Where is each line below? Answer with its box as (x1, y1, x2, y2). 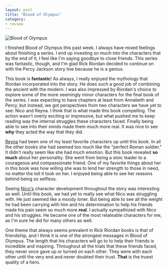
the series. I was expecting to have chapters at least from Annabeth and (5, 97, 154, 103)
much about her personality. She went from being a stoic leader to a (5, 155, 146, 161)
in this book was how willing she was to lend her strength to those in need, (5, 165, 159, 171)
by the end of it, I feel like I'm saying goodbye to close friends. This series (5, 56, 158, 62)
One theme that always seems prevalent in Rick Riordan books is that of (5, 227, 154, 233)
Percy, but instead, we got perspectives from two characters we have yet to (5, 102, 162, 108)
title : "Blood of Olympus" (5, 12, 62, 17)
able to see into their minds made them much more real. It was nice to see (5, 124, 158, 130)
